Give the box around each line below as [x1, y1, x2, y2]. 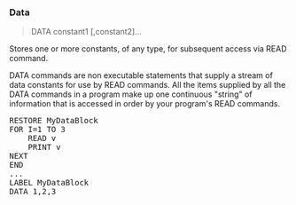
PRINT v [27, 142, 61, 153]
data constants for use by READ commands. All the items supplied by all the [9, 80, 286, 91]
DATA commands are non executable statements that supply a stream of [9, 70, 273, 81]
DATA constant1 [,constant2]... [30, 27, 142, 37]
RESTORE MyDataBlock [9, 115, 99, 126]
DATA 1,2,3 [9, 186, 57, 197]
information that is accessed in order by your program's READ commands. [9, 99, 281, 109]
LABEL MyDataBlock [9, 177, 90, 188]
